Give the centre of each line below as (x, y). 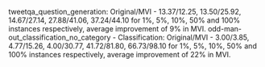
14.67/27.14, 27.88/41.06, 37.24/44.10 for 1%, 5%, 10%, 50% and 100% (124, 20)
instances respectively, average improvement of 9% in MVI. (108, 29)
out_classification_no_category (60, 37)
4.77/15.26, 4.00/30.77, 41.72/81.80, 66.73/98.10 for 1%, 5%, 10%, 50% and (133, 46)
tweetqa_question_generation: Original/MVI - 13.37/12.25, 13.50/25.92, (125, 12)
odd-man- (225, 29)
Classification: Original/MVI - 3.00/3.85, (184, 37)
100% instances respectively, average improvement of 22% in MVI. (120, 54)
